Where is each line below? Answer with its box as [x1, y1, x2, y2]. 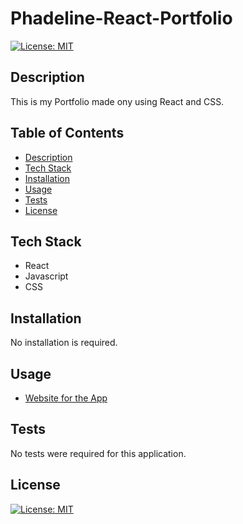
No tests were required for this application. [10, 447, 187, 459]
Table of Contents [10, 125, 125, 142]
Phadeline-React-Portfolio [10, 7, 233, 30]
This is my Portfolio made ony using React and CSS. [10, 95, 225, 107]
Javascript [24, 270, 69, 282]
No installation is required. [10, 337, 118, 349]
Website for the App [24, 392, 108, 404]
